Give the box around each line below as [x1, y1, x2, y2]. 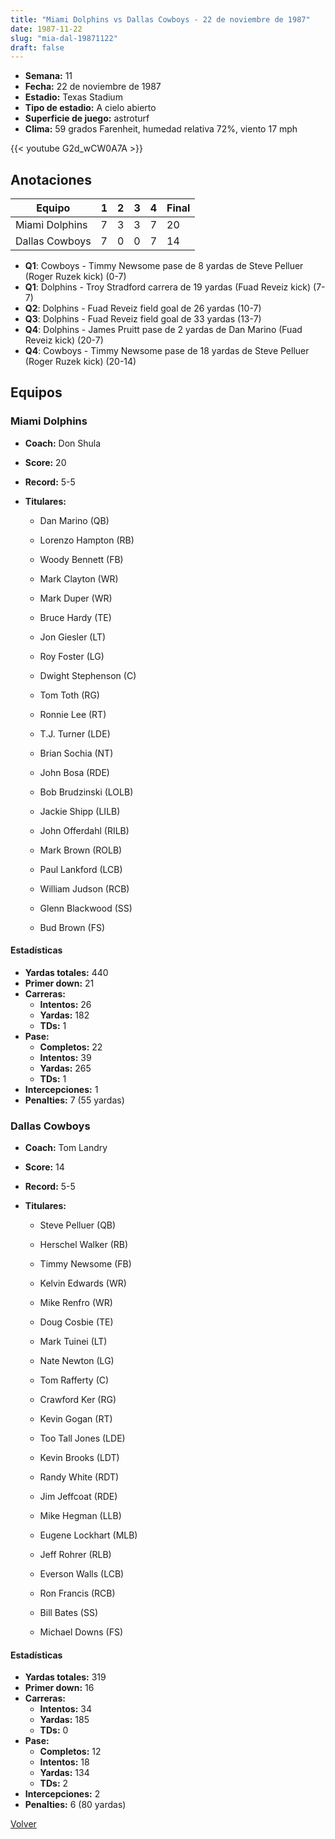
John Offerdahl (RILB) [39, 824, 130, 836]
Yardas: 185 [39, 1714, 90, 1726]
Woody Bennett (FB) [39, 553, 124, 565]
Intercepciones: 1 [24, 1083, 99, 1095]
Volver [10, 1818, 37, 1830]
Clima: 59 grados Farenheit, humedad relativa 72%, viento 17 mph [24, 123, 298, 135]
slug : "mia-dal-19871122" [10, 33, 118, 43]
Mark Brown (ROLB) [39, 844, 123, 856]
